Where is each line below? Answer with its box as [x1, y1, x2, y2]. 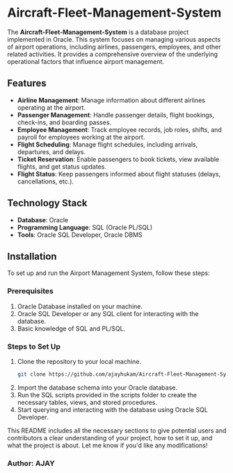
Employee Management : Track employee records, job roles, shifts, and [17, 125, 223, 133]
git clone [17, 370, 47, 378]
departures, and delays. [17, 147, 86, 156]
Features [7, 78, 47, 90]
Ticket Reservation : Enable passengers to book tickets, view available [17, 155, 220, 163]
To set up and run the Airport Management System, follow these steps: [7, 269, 210, 277]
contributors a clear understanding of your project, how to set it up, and [7, 433, 213, 442]
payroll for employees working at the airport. [17, 133, 145, 141]
